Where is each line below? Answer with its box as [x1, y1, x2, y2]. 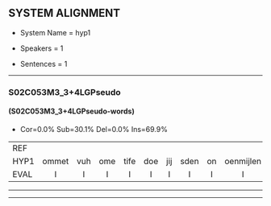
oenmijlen [224, 155, 262, 167]
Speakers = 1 [19, 43, 64, 53]
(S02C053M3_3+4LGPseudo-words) [8, 106, 135, 116]
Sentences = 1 [19, 59, 68, 68]
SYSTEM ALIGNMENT [8, 6, 121, 20]
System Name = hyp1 [19, 27, 91, 37]
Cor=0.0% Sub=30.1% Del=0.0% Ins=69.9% [19, 124, 168, 134]
